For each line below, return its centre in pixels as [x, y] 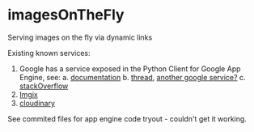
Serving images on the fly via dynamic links [80, 37]
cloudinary [37, 103]
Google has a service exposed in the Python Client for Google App [130, 68]
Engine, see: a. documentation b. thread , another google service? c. [132, 77]
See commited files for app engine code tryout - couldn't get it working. [127, 118]
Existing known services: [49, 53]
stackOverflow [44, 86]
